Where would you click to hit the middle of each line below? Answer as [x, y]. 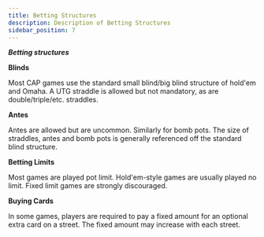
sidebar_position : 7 [42, 30]
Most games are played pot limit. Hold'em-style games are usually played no [133, 177]
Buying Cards [31, 201]
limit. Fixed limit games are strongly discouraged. [88, 186]
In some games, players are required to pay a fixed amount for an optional [128, 217]
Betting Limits [32, 162]
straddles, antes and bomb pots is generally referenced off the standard [125, 139]
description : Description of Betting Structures [89, 23]
